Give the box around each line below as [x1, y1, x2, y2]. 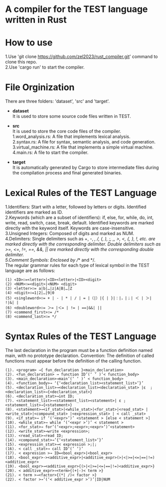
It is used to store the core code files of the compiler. [12, 128, 121, 134]
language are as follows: [5, 267, 56, 273]
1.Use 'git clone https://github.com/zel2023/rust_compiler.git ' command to [5, 53, 158, 59]
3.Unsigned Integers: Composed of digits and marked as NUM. [5, 230, 135, 236]
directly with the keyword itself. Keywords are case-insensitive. [5, 225, 135, 231]
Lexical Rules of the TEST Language [5, 187, 157, 198]
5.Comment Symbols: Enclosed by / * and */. [5, 257, 96, 263]
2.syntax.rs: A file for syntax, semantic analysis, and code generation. [12, 139, 156, 145]
